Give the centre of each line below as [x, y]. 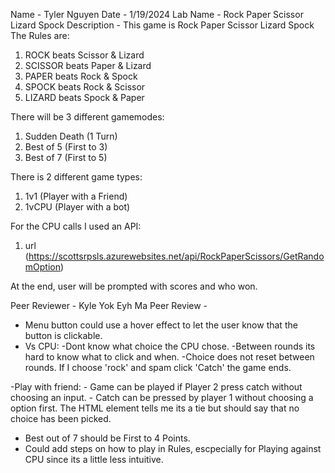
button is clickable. [63, 335]
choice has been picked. [61, 418]
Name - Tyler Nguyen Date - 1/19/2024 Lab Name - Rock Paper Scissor [157, 14]
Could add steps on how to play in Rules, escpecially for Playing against [173, 448]
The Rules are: [40, 35]
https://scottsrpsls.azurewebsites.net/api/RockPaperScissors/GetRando [176, 256]
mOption [42, 267]
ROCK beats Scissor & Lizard [84, 55]
